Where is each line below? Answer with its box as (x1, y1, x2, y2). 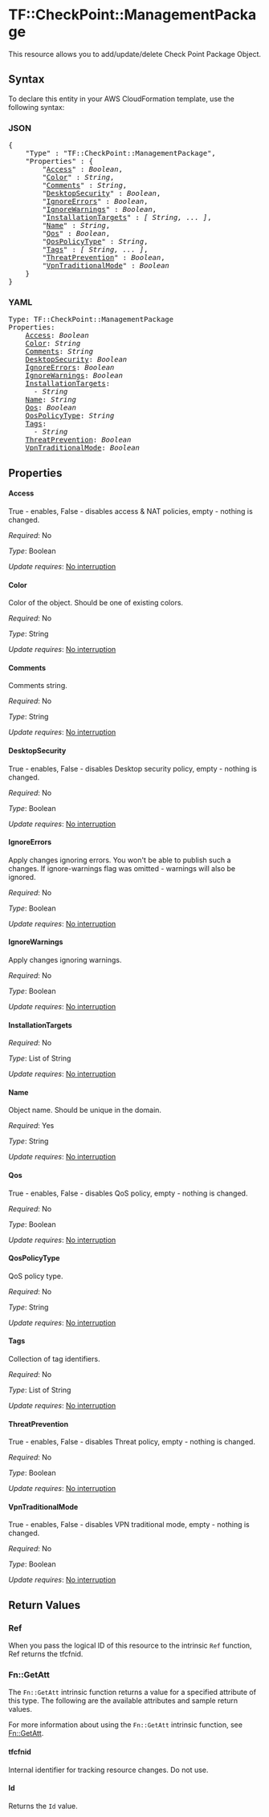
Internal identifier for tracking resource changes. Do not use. (8, 1765, 209, 1774)
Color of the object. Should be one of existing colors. (8, 598, 183, 608)
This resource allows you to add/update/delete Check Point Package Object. (8, 49, 261, 59)
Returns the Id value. (8, 1801, 78, 1811)
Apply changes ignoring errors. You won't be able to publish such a (8, 855, 231, 865)
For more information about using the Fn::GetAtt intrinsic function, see (8, 1720, 243, 1729)
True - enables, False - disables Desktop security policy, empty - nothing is (8, 764, 257, 773)
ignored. (8, 872, 36, 882)
